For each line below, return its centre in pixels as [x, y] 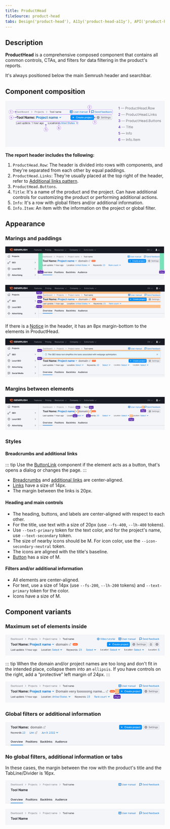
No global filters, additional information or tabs [64, 756]
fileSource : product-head [32, 16]
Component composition [45, 91]
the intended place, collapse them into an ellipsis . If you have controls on [83, 669]
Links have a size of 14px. [39, 485]
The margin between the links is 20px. [52, 491]
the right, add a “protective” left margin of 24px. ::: [58, 675]
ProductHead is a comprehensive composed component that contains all [82, 55]
